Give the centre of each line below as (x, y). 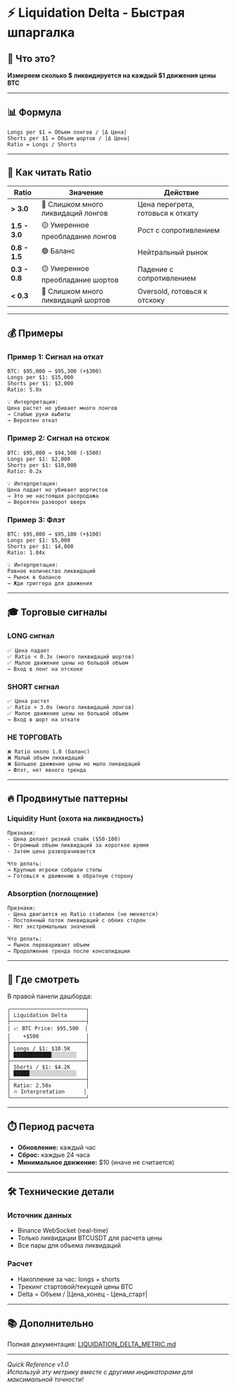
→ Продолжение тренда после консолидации (69, 951)
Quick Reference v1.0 (38, 1364)
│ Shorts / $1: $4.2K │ (48, 1067)
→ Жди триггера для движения (50, 583)
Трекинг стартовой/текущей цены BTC (75, 1286)
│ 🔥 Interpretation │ (47, 1092)
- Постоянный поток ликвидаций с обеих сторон (77, 921)
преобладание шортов (80, 280)
